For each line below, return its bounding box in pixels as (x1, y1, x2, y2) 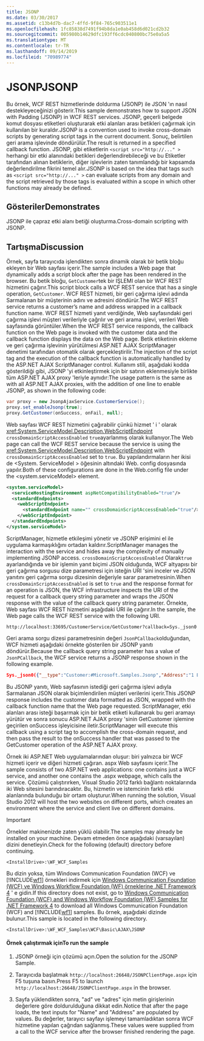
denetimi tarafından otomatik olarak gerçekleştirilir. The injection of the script (6, 348, 197, 356)
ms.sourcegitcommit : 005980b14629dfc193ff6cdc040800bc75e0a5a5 (6, 32, 170, 38)
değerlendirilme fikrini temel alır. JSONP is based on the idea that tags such (6, 164, 194, 172)
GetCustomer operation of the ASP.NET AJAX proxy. (6, 741, 138, 748)
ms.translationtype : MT (6, 37, 67, 43)
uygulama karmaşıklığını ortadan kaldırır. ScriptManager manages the (6, 541, 178, 548)
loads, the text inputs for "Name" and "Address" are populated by (15, 1008, 179, 1016)
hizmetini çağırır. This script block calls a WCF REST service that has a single (6, 283, 197, 291)
